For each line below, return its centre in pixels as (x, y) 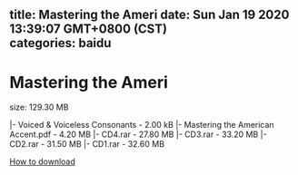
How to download (42, 161)
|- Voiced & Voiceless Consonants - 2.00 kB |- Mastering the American (142, 125)
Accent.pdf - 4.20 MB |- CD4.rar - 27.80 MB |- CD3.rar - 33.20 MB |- (138, 134)
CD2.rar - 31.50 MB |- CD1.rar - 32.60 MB (87, 144)
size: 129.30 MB (39, 107)
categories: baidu (60, 43)
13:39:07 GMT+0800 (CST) (89, 29)
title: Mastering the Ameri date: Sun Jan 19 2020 (149, 15)
